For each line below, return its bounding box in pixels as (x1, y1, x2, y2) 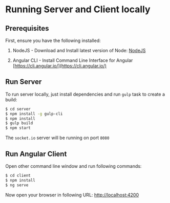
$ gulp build (5, 121, 33, 126)
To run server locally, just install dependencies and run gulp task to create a (5, 91, 165, 97)
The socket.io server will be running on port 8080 (5, 134, 110, 141)
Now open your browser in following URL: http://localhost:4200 (5, 192, 139, 198)
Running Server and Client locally (5, 4, 151, 15)
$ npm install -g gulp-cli (5, 111, 63, 116)
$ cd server (5, 106, 31, 111)
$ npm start (5, 125, 31, 131)
